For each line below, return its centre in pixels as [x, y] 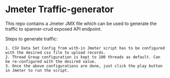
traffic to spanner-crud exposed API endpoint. [53, 29]
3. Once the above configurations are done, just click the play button [84, 66]
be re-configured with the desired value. [51, 61]
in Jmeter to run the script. [37, 70]
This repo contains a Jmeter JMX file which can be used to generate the [81, 23]
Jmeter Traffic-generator [60, 9]
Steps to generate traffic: [32, 39]
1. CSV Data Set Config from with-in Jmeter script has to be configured [85, 48]
